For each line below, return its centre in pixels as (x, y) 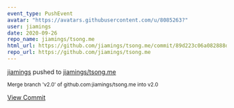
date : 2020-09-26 (32, 33)
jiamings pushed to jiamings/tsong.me (62, 72)
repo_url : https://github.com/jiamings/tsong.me (79, 53)
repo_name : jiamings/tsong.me (51, 39)
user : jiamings (29, 26)
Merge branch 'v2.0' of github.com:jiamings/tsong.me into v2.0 (83, 84)
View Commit (26, 97)
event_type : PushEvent (40, 13)
